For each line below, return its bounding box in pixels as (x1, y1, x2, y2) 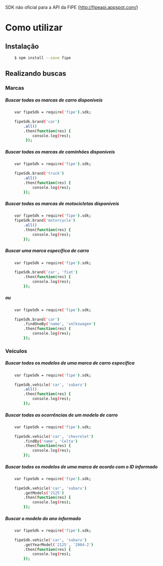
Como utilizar (5, 22, 63, 33)
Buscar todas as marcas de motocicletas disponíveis (5, 200, 120, 207)
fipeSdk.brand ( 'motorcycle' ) (14, 218, 76, 223)
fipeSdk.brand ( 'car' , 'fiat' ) (14, 270, 78, 275)
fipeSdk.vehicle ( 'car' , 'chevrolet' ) (14, 434, 94, 439)
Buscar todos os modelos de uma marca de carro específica (5, 360, 135, 366)
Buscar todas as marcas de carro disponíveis (5, 97, 103, 103)
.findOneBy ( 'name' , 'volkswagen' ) (23, 322, 96, 327)
